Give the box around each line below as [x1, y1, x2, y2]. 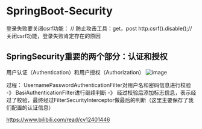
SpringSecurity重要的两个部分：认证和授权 [6, 52, 168, 62]
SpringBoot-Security [6, 4, 113, 18]
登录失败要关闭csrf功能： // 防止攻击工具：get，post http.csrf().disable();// [6, 25, 192, 32]
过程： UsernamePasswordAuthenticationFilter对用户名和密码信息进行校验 [6, 81, 191, 88]
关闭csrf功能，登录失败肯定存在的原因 [6, 32, 101, 40]
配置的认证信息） [11, 104, 54, 111]
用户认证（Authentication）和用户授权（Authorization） [6, 68, 145, 76]
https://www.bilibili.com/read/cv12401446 [6, 116, 110, 123]
